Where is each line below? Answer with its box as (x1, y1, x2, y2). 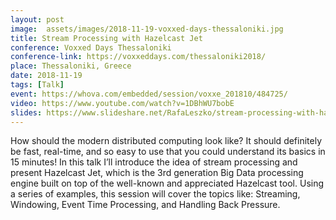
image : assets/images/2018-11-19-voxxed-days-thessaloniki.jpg (10, 24, 284, 34)
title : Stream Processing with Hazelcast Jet (10, 33, 203, 43)
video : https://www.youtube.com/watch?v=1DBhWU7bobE (10, 98, 235, 108)
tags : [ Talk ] (10, 80, 65, 90)
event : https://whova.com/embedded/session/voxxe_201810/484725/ (10, 89, 288, 99)
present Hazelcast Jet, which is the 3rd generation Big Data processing (10, 167, 304, 179)
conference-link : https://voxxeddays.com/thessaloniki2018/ (10, 52, 267, 62)
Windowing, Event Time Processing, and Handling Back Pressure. (10, 199, 281, 211)
